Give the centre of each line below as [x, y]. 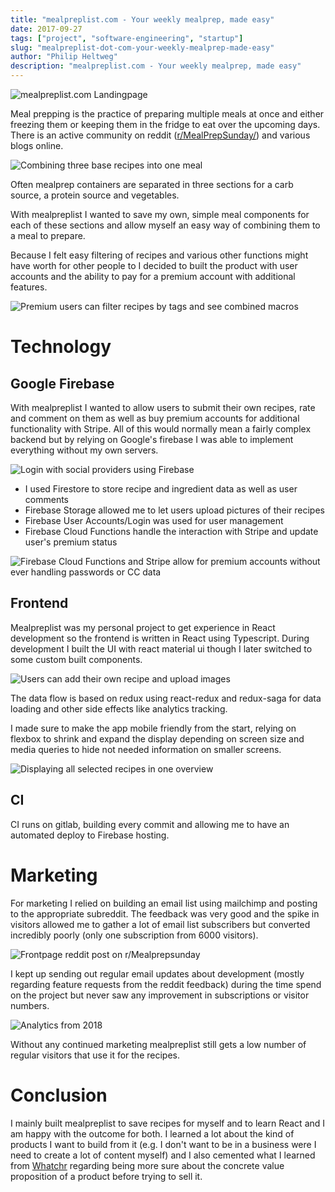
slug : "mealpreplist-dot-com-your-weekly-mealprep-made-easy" [142, 47]
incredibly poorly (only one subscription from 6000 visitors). [134, 935]
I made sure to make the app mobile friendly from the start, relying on [153, 728]
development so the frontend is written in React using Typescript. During [160, 638]
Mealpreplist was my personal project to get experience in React [143, 627]
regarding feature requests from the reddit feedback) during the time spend [166, 984]
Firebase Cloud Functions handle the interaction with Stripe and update [171, 531]
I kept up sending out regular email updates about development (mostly [157, 973]
